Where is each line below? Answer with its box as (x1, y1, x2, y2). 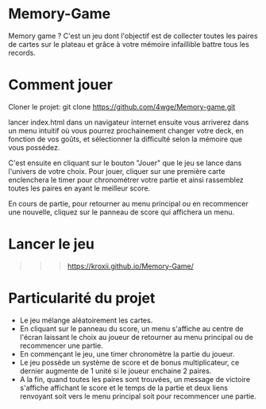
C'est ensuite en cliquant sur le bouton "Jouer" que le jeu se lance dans (8, 158, 242, 168)
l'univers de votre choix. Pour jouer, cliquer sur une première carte (8, 166, 226, 176)
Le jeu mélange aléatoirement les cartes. (19, 315, 153, 325)
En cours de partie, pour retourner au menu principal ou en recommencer (8, 199, 249, 208)
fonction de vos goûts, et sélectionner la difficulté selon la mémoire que (8, 134, 243, 144)
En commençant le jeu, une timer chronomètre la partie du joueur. (19, 349, 235, 358)
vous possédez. (8, 142, 60, 152)
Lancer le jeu (8, 235, 95, 253)
